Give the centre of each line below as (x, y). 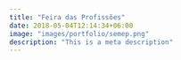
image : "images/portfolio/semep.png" (79, 34)
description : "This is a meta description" (91, 42)
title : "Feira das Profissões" (67, 17)
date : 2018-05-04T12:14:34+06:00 (71, 26)
